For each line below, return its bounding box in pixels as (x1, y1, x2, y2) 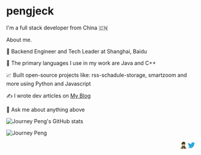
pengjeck (6, 4, 54, 18)
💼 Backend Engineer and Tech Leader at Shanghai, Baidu (6, 47, 148, 55)
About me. (6, 36, 32, 43)
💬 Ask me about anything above (6, 106, 85, 113)
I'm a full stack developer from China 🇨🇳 (6, 24, 109, 31)
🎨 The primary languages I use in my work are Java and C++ (6, 59, 156, 67)
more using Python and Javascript (6, 80, 91, 87)
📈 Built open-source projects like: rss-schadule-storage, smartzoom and (6, 71, 187, 79)
